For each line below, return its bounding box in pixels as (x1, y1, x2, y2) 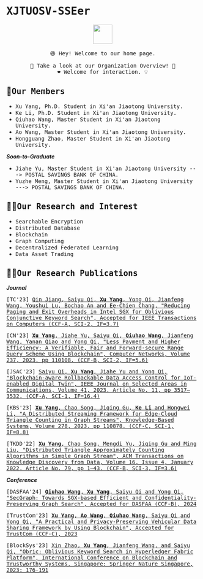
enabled (6, 381, 29, 387)
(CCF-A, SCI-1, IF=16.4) (25, 393, 100, 400)
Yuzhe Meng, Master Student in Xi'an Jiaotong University (15, 177, 193, 185)
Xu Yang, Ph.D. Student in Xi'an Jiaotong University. (15, 103, 183, 110)
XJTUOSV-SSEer (6, 4, 90, 18)
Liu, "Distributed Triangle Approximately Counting (6, 446, 165, 454)
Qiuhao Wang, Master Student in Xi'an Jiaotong (15, 115, 161, 123)
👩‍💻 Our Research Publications (6, 268, 138, 278)
